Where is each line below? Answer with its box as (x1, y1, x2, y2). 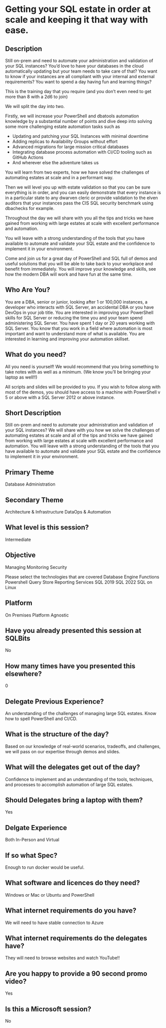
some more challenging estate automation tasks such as (5, 123, 120, 129)
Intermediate (5, 536, 31, 542)
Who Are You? (5, 286, 51, 294)
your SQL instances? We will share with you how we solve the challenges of (5, 427, 160, 433)
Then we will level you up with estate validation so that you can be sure (5, 184, 151, 190)
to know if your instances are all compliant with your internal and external (5, 74, 155, 79)
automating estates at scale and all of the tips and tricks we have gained (5, 432, 153, 438)
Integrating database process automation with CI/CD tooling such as (12, 149, 152, 155)
